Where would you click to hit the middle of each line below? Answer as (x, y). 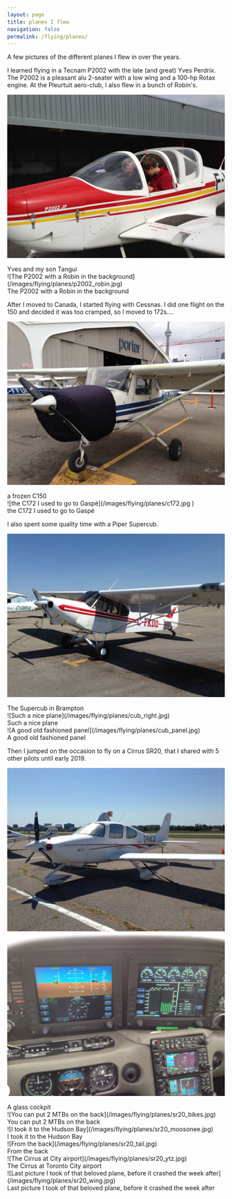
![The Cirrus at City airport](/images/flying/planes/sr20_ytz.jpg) (97, 1159)
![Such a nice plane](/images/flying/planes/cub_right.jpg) (89, 716)
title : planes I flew (38, 22)
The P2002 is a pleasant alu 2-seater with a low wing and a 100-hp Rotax (111, 78)
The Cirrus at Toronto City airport (55, 1166)
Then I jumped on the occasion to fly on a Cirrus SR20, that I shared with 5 (113, 751)
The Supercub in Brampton (46, 708)
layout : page (26, 15)
